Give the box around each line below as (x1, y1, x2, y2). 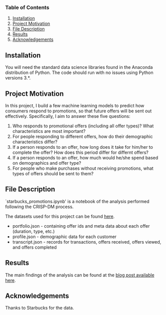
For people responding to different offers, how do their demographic (12, 133, 153, 139)
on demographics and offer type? (12, 160, 81, 166)
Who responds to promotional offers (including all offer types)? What (12, 123, 154, 129)
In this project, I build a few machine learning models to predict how (5, 102, 145, 108)
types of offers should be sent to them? (12, 170, 94, 176)
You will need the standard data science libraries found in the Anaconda (5, 64, 153, 70)
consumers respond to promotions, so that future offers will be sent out (5, 108, 152, 114)
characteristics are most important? (12, 128, 86, 134)
